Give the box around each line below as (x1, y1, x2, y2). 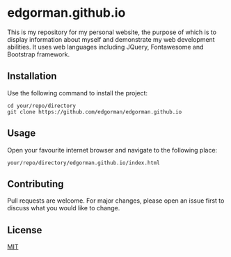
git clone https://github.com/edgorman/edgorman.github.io (7, 108, 182, 116)
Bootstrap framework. (7, 50, 70, 59)
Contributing (7, 178, 64, 189)
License (7, 224, 42, 236)
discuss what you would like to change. (7, 204, 120, 212)
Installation (7, 70, 57, 82)
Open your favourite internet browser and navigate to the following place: (7, 146, 218, 154)
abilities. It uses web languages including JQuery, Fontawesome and (7, 42, 204, 51)
